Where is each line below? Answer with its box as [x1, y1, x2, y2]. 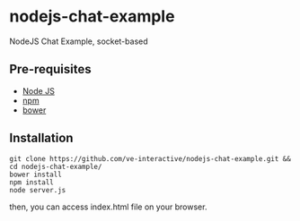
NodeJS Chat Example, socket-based [9, 36, 148, 47]
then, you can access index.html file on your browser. [9, 201, 207, 212]
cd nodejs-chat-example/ [9, 162, 102, 171]
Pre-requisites [9, 62, 92, 77]
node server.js [9, 185, 66, 194]
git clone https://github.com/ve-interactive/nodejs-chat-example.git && [9, 154, 292, 163]
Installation [9, 131, 74, 146]
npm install [9, 177, 54, 187]
